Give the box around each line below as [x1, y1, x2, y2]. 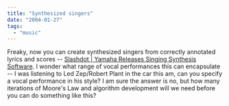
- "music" [13, 29, 41, 36]
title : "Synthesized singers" [7, 10, 94, 17]
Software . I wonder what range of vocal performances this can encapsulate [7, 62, 221, 70]
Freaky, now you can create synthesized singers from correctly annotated [7, 48, 216, 56]
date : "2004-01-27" [7, 16, 63, 23]
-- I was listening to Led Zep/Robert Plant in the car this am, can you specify [7, 70, 223, 78]
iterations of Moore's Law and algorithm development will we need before [7, 84, 216, 92]
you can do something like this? [7, 92, 97, 100]
